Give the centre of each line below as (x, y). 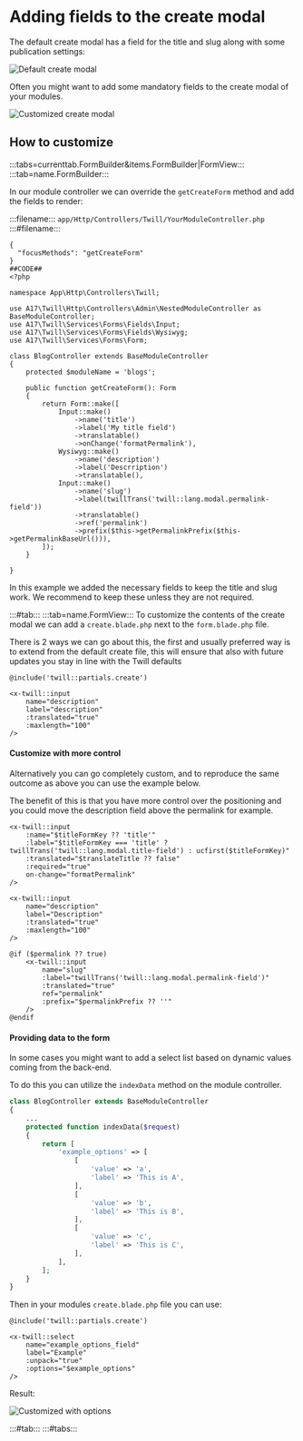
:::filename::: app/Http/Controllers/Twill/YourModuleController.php (137, 219)
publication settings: (48, 51)
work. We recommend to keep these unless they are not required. (132, 597)
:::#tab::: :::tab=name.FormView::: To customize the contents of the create (147, 614)
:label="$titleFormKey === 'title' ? (97, 843)
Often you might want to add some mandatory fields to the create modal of (149, 86)
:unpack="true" (54, 1361)
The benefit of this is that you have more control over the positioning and (146, 800)
